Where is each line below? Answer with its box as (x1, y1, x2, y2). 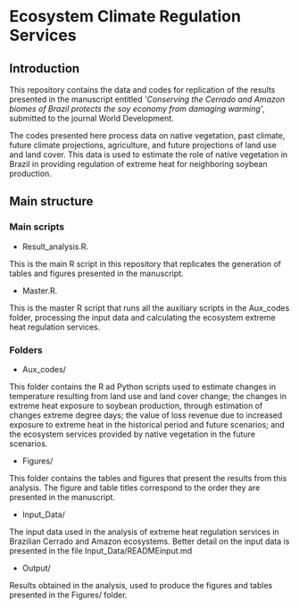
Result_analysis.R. (21, 241, 89, 252)
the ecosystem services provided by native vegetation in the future (9, 429, 256, 439)
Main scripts (9, 221, 65, 233)
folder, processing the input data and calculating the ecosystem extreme (9, 312, 276, 322)
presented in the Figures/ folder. (9, 589, 128, 600)
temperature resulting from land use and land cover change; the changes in (9, 390, 287, 401)
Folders (9, 344, 43, 356)
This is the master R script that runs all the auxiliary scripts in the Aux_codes (9, 302, 290, 313)
